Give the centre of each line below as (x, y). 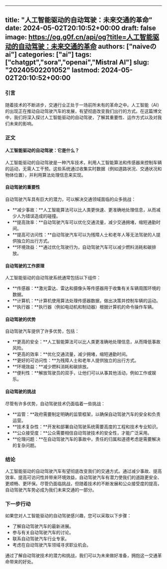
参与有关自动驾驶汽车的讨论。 (43, 533)
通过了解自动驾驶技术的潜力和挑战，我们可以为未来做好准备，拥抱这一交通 (81, 556)
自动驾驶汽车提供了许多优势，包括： (42, 331)
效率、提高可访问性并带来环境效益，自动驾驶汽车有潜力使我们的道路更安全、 (83, 477)
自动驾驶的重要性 (23, 187)
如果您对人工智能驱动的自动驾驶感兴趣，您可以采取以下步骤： (68, 516)
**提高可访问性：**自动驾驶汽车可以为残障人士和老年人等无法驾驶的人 (84, 235)
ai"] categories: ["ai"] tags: (48, 55)
